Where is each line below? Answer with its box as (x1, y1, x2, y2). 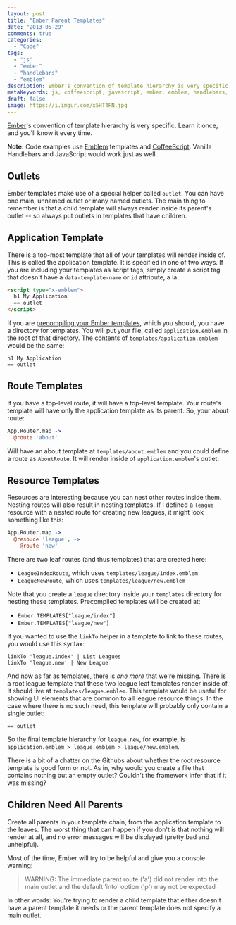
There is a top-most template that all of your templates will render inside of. (7, 251, 226, 259)
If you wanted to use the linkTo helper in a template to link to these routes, (7, 632, 224, 641)
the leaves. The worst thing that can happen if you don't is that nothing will (7, 825, 224, 833)
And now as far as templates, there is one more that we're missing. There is (7, 672, 227, 680)
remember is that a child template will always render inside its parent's (7, 203, 212, 212)
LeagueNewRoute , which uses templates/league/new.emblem (17, 577, 185, 584)
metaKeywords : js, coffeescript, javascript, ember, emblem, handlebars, (7, 89, 229, 96)
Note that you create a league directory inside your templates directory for (7, 590, 223, 598)
